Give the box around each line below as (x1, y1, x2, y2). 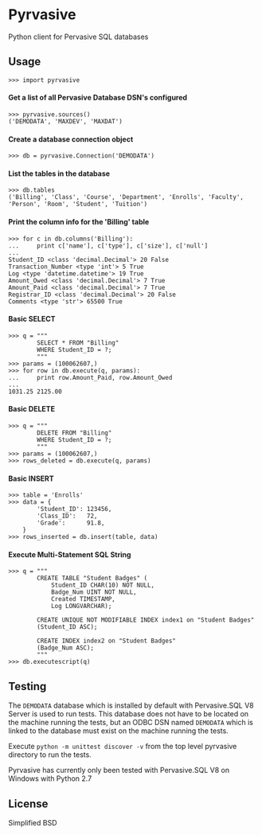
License (8, 797, 49, 810)
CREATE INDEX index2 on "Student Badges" (37, 637, 177, 646)
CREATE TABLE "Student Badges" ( (37, 575, 148, 583)
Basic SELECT (8, 314, 56, 324)
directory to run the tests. (8, 750, 92, 759)
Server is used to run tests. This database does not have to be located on (8, 709, 249, 719)
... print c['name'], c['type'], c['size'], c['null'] (8, 241, 209, 250)
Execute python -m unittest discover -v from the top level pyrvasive (8, 742, 237, 751)
